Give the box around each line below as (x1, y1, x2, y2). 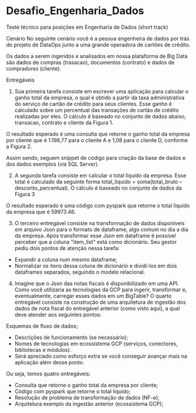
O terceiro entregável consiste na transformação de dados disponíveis (14, 219, 185, 227)
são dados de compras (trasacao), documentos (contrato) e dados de (6, 59, 175, 66)
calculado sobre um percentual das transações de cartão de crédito (14, 106, 179, 113)
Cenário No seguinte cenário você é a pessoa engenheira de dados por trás (6, 35, 190, 42)
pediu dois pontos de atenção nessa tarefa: (14, 244, 120, 251)
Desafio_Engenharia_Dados (6, 4, 144, 18)
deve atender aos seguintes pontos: (14, 311, 102, 318)
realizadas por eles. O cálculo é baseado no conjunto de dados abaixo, (14, 113, 187, 120)
